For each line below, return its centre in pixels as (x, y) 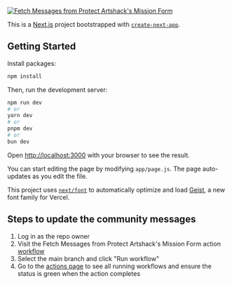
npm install (25, 76)
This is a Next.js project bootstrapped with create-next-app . (94, 24)
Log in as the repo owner (53, 236)
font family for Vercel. (39, 197)
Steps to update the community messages (102, 219)
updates (19, 176)
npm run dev (25, 102)
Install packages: (32, 63)
